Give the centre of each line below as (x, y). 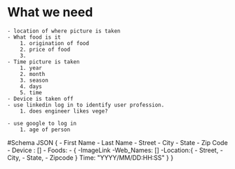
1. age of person (45, 130)
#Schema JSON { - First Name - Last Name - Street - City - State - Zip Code (117, 142)
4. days (31, 86)
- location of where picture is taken (64, 31)
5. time (31, 92)
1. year (31, 68)
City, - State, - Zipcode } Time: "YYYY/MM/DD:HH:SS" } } (90, 157)
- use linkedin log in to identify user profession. (86, 105)
